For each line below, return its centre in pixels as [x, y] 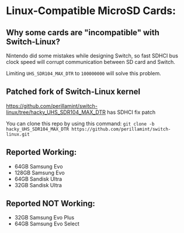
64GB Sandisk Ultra [38, 179]
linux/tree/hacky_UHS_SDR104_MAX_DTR [56, 112]
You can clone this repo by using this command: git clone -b [80, 123]
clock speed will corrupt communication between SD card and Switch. [91, 62]
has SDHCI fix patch [131, 112]
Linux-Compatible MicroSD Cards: [91, 11]
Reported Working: [41, 152]
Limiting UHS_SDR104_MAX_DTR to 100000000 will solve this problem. [84, 73]
